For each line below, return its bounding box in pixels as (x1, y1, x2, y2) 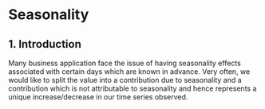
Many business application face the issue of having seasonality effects (8, 58, 241, 68)
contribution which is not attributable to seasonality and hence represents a (8, 84, 257, 93)
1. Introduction (8, 37, 81, 51)
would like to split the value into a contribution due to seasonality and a (8, 76, 242, 84)
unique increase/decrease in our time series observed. (8, 92, 188, 101)
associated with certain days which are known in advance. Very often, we (8, 67, 251, 76)
